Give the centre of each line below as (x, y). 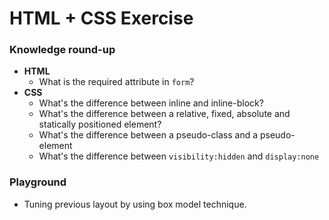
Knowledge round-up (62, 50)
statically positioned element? (100, 124)
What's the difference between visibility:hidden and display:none (179, 156)
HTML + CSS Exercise (101, 18)
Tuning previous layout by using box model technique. (135, 204)
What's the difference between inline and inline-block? (151, 103)
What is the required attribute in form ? (116, 82)
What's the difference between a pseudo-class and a (148, 135)
